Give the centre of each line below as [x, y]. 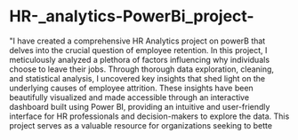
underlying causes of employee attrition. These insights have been [131, 88]
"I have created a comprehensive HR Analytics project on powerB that [137, 41]
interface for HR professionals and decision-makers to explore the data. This [149, 116]
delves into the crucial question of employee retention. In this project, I [138, 50]
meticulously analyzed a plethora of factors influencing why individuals [139, 59]
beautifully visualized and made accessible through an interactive [129, 97]
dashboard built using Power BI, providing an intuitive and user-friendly [140, 106]
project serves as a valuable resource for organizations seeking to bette [141, 125]
